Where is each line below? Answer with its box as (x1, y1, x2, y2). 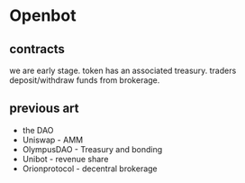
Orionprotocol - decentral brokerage (22, 163, 158, 174)
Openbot (9, 5, 77, 26)
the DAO (22, 124, 54, 135)
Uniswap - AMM (22, 134, 84, 145)
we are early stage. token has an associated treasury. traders (9, 65, 237, 76)
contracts (9, 41, 66, 57)
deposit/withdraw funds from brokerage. (9, 75, 160, 86)
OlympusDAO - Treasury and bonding (22, 143, 163, 154)
